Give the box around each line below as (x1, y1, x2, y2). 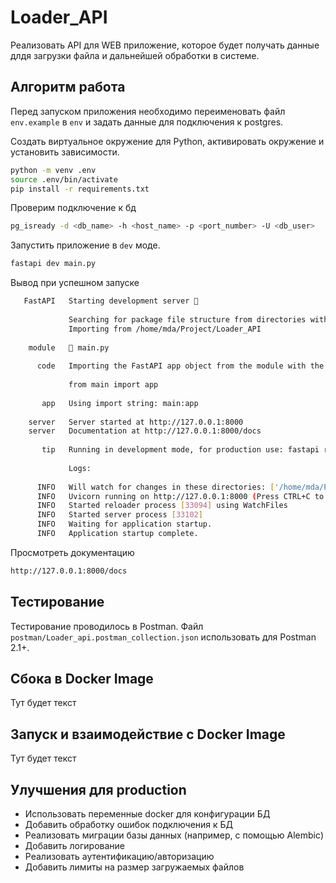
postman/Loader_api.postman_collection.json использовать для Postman (10, 631, 317, 643)
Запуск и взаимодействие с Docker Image (10, 726, 286, 743)
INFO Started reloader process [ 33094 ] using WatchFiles (36, 501, 288, 511)
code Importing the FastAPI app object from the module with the (36, 361, 325, 371)
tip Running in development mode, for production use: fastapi (41, 445, 320, 455)
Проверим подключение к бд (10, 202, 137, 214)
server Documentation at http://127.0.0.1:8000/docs (28, 426, 262, 436)
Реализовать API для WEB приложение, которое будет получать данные (10, 39, 320, 51)
